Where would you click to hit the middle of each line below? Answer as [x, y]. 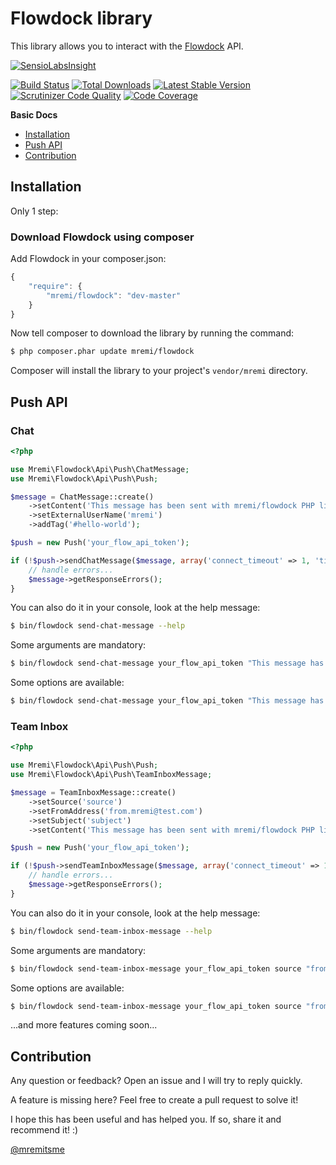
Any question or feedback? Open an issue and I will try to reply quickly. [156, 1081]
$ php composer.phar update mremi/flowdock [102, 352]
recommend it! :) [44, 1130]
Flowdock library [81, 18]
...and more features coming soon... [84, 1025]
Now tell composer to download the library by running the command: [152, 333]
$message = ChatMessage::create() [82, 497]
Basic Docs [34, 114]
